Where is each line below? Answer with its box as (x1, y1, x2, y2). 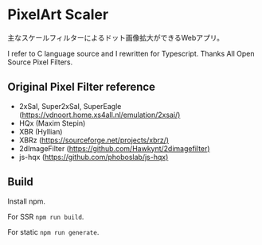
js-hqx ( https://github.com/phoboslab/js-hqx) (18, 152, 169, 161)
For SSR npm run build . (7, 212, 84, 221)
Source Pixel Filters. (7, 57, 73, 67)
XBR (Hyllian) (18, 126, 63, 136)
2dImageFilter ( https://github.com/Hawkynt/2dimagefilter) (18, 143, 210, 153)
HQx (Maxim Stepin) (18, 118, 86, 128)
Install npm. (7, 196, 45, 206)
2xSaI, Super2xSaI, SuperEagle (18, 101, 122, 111)
